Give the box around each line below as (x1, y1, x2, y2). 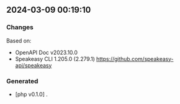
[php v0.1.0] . (15, 91, 48, 98)
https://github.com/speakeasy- (96, 55, 174, 63)
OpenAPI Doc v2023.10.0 (15, 49, 78, 56)
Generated (6, 77, 38, 85)
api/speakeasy (15, 61, 52, 69)
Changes (6, 23, 34, 32)
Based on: (6, 36, 32, 44)
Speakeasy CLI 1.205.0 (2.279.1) (15, 55, 95, 63)
